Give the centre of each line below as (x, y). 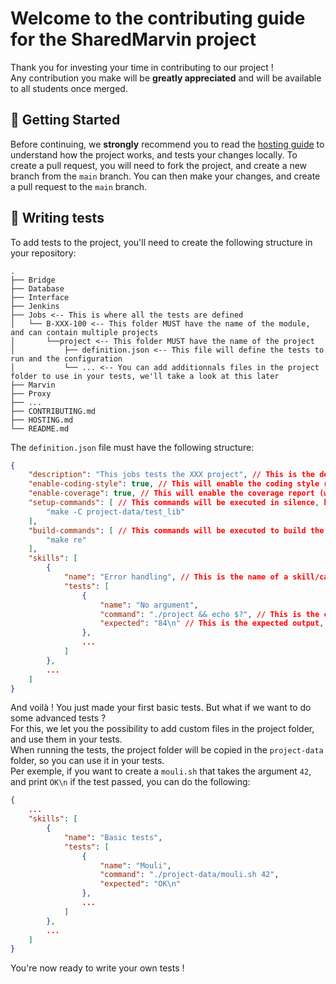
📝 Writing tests (57, 218)
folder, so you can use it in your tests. (87, 761)
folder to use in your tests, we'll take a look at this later (145, 376)
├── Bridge (33, 280)
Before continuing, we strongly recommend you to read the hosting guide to (167, 144)
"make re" (66, 540)
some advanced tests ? (58, 718)
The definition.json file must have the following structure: (132, 447)
